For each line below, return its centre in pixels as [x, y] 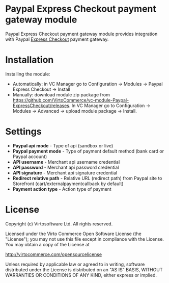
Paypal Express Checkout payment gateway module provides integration [81, 34]
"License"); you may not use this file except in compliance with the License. [85, 239]
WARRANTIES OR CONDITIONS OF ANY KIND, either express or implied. [81, 275]
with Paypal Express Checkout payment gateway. [57, 39]
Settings [23, 132]
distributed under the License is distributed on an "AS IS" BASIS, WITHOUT [84, 269]
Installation [30, 60]
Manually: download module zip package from [61, 94]
